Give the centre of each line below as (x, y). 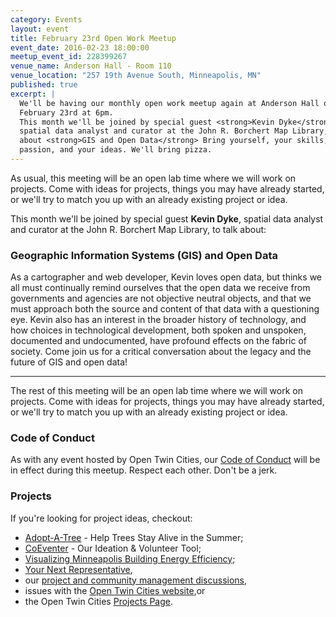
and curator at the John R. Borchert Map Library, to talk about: (138, 229)
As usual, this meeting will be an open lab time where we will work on (153, 178)
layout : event (40, 29)
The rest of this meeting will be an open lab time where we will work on (156, 391)
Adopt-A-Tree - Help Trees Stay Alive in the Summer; (134, 537)
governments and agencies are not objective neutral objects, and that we (161, 298)
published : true (44, 85)
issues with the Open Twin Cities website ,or (115, 590)
